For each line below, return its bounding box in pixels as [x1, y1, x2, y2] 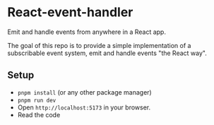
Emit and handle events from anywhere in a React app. [7, 28, 166, 36]
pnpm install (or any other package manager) [17, 88, 152, 96]
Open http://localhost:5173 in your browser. [17, 103, 150, 112]
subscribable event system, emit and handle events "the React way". [7, 49, 207, 57]
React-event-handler [7, 4, 133, 20]
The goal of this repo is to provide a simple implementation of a [7, 41, 191, 49]
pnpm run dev [17, 97, 57, 104]
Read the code [17, 110, 61, 119]
